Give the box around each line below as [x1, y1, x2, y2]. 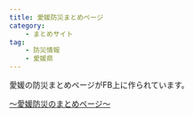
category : [9, 21, 46, 30]
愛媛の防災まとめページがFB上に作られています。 [9, 80, 189, 90]
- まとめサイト [25, 29, 74, 38]
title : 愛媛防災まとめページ [9, 12, 104, 22]
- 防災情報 [25, 46, 60, 55]
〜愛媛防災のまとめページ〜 [9, 98, 111, 109]
